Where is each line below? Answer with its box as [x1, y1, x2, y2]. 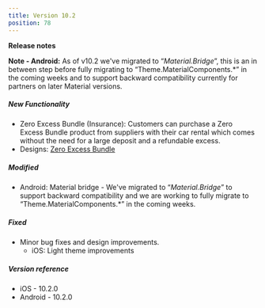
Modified [8, 163, 39, 173]
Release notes [8, 40, 56, 50]
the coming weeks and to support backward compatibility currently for [8, 73, 239, 82]
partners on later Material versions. [8, 81, 123, 91]
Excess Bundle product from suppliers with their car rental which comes [19, 127, 256, 137]
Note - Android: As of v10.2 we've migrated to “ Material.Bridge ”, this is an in [8, 56, 258, 66]
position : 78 [8, 19, 51, 27]
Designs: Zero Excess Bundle [19, 144, 115, 154]
